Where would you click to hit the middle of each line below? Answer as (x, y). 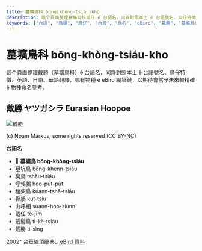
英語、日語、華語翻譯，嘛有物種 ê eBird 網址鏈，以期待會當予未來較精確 (106, 80)
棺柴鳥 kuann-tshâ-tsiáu (45, 191)
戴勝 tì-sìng (29, 229)
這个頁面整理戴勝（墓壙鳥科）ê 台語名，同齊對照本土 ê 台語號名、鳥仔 (93, 72)
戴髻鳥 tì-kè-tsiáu (36, 222)
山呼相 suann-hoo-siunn (45, 206)
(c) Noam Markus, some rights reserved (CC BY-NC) (71, 136)
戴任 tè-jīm (29, 214)
